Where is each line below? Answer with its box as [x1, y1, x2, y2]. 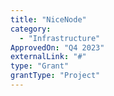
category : [10, 24, 52, 34]
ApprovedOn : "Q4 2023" [10, 42, 105, 53]
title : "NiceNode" [10, 14, 87, 25]
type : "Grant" [10, 61, 70, 71]
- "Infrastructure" [19, 33, 101, 43]
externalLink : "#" [10, 52, 87, 62]
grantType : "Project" [10, 71, 101, 81]
